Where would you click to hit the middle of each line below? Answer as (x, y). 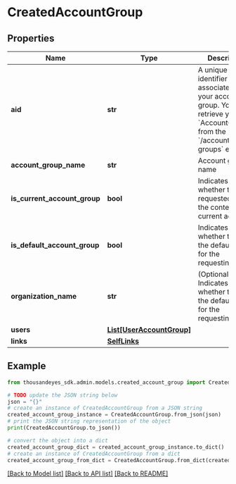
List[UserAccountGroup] (149, 330)
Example (27, 366)
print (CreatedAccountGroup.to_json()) (64, 428)
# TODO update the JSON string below (63, 395)
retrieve (210, 114)
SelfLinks (123, 341)
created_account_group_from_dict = (59, 460)
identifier (212, 79)
